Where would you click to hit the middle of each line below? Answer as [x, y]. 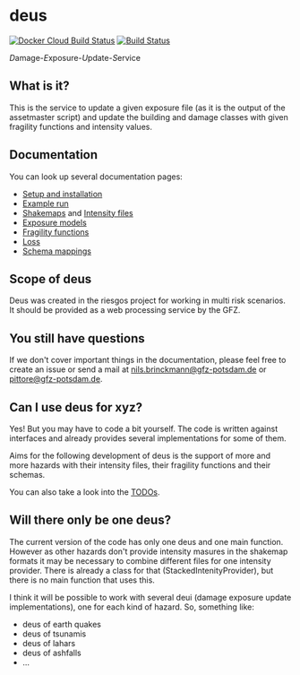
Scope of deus [51, 279]
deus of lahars [49, 643]
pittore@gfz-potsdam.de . [56, 379]
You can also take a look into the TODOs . [85, 492]
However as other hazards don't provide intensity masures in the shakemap [149, 551]
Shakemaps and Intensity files [78, 212]
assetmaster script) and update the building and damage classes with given [149, 117]
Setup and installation [62, 194]
